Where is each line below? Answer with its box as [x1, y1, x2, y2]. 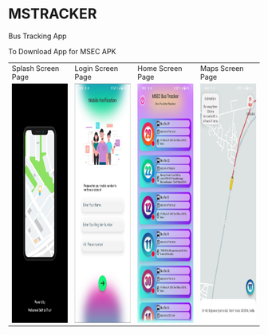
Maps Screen [199, 63, 244, 73]
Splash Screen [11, 63, 60, 73]
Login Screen [74, 63, 118, 73]
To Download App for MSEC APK [8, 46, 116, 56]
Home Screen [136, 63, 183, 73]
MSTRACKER [8, 5, 97, 23]
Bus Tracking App [8, 31, 67, 41]
